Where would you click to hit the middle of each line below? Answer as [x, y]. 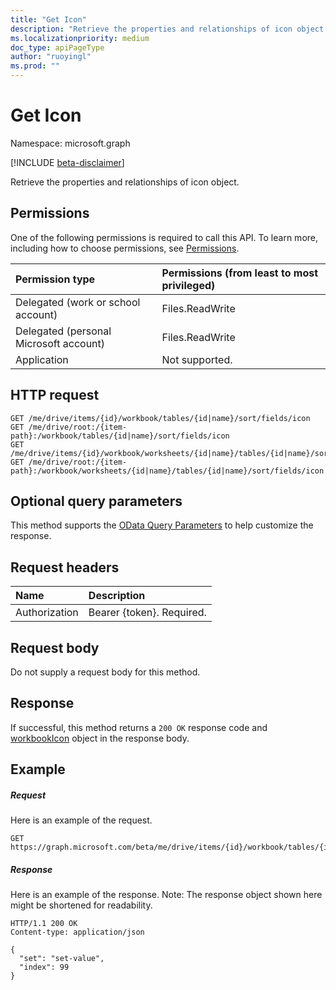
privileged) [188, 285]
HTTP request [55, 395]
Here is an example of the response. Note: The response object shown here [166, 895]
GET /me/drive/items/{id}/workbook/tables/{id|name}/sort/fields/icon [160, 418]
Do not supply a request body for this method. [105, 672]
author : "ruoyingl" [51, 57]
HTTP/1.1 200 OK [44, 924]
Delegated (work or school [78, 302]
